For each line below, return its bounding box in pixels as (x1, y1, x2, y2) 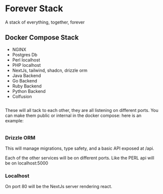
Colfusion (12, 93, 32, 99)
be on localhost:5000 (5, 160, 48, 166)
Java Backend (12, 72, 41, 79)
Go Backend (12, 78, 37, 83)
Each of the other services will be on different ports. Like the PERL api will (5, 155, 155, 161)
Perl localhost (12, 57, 40, 63)
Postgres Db (12, 52, 38, 57)
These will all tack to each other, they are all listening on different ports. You (5, 107, 159, 113)
